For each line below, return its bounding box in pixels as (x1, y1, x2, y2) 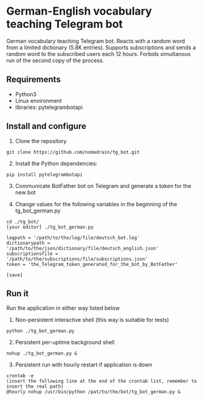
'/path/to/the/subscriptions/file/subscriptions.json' (6, 256, 148, 262)
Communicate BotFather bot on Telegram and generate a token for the (15, 182, 191, 189)
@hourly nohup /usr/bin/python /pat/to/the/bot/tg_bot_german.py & (6, 389, 181, 395)
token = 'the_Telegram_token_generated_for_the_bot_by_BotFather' (6, 261, 178, 267)
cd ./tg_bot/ (6, 218, 40, 225)
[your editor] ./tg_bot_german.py (6, 224, 94, 230)
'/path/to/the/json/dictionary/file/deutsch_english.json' (6, 245, 159, 251)
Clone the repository (15, 137, 67, 144)
